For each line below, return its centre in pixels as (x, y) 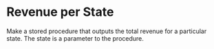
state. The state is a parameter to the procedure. (75, 38)
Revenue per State (60, 12)
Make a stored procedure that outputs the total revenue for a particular (107, 31)
